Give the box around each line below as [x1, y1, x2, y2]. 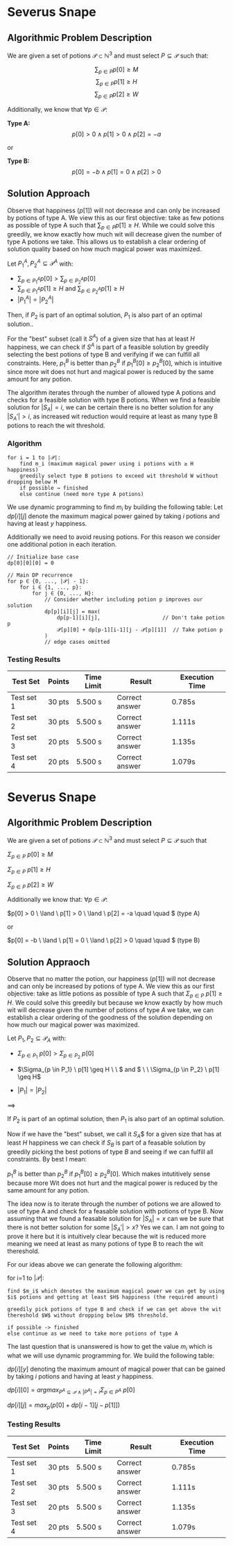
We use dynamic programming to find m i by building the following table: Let [7, 503, 223, 513]
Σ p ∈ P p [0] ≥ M [7, 851, 53, 860]
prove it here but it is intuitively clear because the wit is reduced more [7, 1232, 207, 1240]
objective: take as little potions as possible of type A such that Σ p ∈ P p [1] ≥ [7, 989, 223, 1000]
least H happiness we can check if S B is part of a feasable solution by [7, 1138, 206, 1149]
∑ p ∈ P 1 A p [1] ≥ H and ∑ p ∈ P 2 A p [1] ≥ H [17, 284, 125, 296]
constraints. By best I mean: [7, 1155, 87, 1163]
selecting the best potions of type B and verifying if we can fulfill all [7, 350, 200, 358]
